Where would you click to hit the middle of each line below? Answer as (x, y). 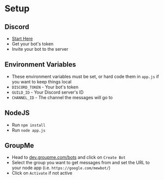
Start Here (22, 38)
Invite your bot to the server (40, 49)
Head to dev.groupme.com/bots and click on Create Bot (69, 157)
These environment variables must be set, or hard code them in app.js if (85, 76)
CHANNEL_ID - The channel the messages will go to (62, 97)
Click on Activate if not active (42, 173)
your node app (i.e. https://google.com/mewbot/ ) (61, 168)
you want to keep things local (42, 81)
